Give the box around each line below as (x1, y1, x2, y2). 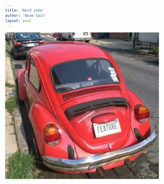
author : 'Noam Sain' (5, 13, 47, 18)
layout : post (5, 18, 32, 23)
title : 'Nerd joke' (5, 8, 45, 13)
